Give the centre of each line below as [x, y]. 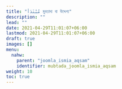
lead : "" [17, 22]
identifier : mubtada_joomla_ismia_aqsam [66, 66]
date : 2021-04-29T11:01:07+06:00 [47, 28]
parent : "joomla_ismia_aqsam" [53, 60]
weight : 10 [19, 71]
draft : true [20, 39]
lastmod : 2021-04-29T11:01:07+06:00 [50, 33]
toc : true [18, 77]
